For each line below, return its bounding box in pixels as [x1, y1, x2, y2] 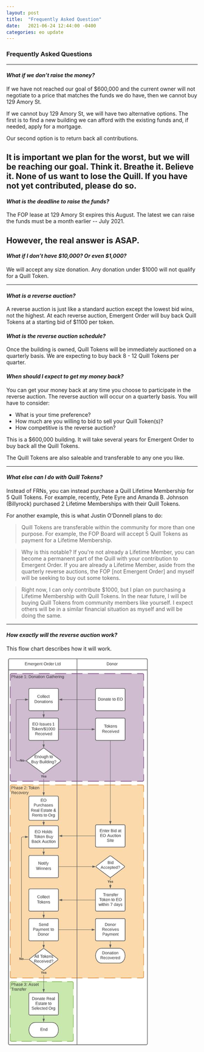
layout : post [6, 10, 39, 16]
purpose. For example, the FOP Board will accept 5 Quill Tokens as [21, 530, 188, 537]
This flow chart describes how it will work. [6, 645, 112, 652]
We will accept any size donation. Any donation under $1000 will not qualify [6, 265, 195, 273]
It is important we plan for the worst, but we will [6, 152, 190, 162]
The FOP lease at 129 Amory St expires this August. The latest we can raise [6, 211, 195, 218]
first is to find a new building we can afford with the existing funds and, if [6, 116, 189, 124]
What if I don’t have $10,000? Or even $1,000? [6, 253, 127, 260]
